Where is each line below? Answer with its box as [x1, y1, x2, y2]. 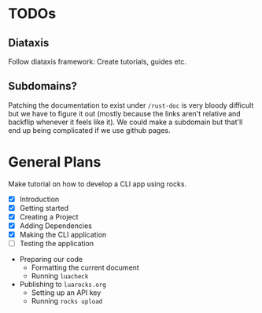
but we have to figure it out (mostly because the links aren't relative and [8, 109, 242, 118]
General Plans [8, 153, 101, 171]
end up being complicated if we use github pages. [8, 125, 171, 134]
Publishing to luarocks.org [19, 280, 106, 289]
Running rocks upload [31, 296, 103, 306]
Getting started [19, 203, 69, 212]
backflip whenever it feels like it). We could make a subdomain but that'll [8, 117, 243, 127]
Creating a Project [19, 212, 79, 221]
